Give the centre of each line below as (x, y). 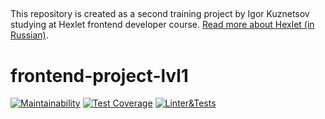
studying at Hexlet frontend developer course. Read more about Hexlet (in (162, 25)
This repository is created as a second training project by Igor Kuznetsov (160, 14)
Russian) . (29, 35)
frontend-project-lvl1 (99, 75)
